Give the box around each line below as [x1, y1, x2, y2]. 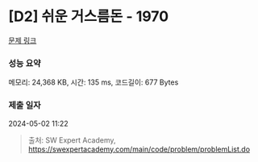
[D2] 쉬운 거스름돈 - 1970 [8, 7, 169, 26]
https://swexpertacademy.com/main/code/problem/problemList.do [27, 144, 251, 154]
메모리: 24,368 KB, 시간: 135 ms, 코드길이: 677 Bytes [8, 77, 179, 87]
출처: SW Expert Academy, [27, 135, 116, 145]
